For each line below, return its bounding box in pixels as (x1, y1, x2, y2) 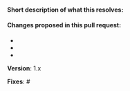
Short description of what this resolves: (7, 5, 124, 14)
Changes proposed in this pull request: (7, 21, 122, 29)
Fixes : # (7, 77, 30, 86)
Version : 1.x (7, 64, 41, 72)
